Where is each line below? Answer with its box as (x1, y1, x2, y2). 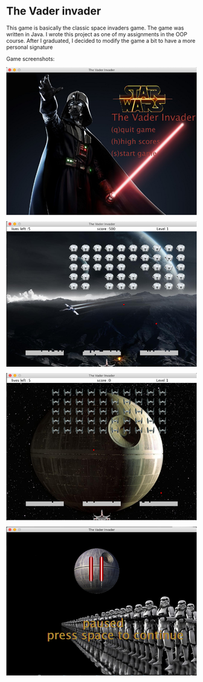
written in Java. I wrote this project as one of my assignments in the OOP (6, 30, 187, 37)
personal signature (6, 43, 53, 51)
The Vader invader (6, 4, 101, 18)
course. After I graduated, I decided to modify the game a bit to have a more (6, 37, 196, 44)
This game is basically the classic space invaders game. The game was (6, 24, 184, 31)
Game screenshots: (6, 55, 55, 62)
